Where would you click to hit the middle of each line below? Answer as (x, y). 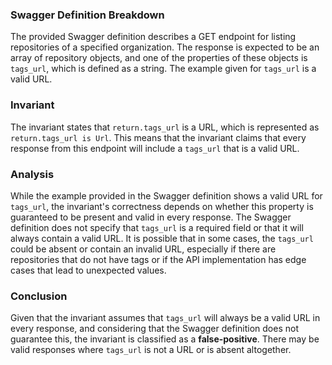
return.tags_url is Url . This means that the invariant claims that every (158, 137)
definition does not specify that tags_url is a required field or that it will (157, 227)
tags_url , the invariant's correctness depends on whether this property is (162, 206)
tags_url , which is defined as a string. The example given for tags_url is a (163, 69)
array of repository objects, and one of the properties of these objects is (159, 58)
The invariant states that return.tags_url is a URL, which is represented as (165, 127)
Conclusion (39, 296)
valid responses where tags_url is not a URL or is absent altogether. (151, 350)
